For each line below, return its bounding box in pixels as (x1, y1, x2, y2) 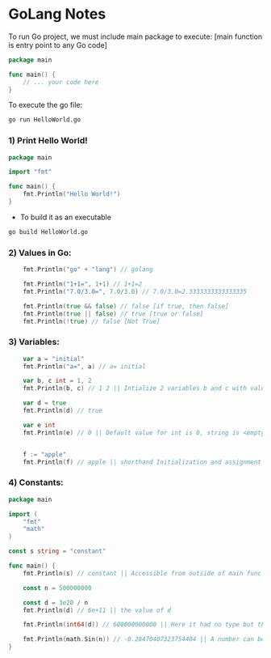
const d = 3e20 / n (23, 598, 89, 607)
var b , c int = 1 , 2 (23, 377, 92, 385)
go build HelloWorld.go (8, 227, 89, 236)
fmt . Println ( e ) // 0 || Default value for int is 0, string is (23, 428, 240, 437)
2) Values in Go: (8, 247, 72, 258)
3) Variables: (8, 337, 60, 348)
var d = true (23, 399, 67, 407)
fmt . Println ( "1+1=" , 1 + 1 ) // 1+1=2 (23, 280, 143, 288)
